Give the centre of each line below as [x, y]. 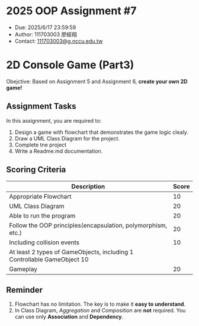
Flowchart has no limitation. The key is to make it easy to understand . [100, 304]
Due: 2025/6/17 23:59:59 [45, 27]
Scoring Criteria [36, 170]
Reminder [25, 290]
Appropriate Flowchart [41, 196]
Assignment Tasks [41, 106]
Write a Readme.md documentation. [59, 151]
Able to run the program [42, 216]
